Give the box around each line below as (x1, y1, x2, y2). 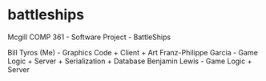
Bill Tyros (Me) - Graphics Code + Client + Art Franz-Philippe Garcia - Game (7, 47, 258, 57)
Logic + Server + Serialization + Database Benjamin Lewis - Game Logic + (7, 56, 252, 66)
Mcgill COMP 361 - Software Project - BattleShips (7, 32, 171, 42)
